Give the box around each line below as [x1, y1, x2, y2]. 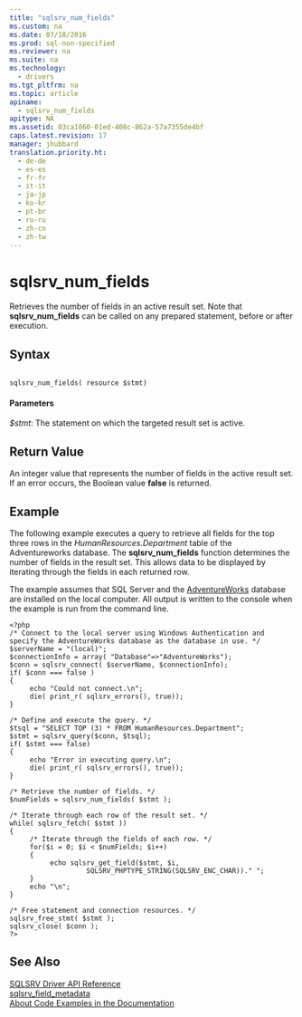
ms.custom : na [9, 22, 63, 31]
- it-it [17, 182, 47, 191]
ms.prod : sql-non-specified [9, 38, 116, 48]
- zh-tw [17, 232, 47, 241]
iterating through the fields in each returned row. [9, 566, 190, 577]
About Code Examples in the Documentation [9, 997, 175, 1008]
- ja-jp [17, 190, 47, 199]
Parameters [9, 398, 54, 408]
